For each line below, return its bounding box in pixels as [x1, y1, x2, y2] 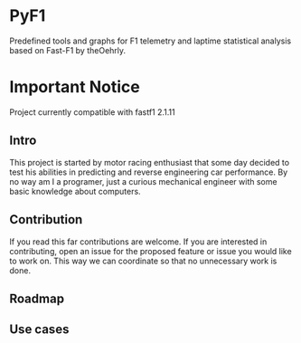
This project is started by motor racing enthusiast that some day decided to [9, 157, 290, 167]
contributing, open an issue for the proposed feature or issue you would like [9, 245, 292, 256]
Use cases [9, 322, 70, 338]
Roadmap [9, 291, 65, 306]
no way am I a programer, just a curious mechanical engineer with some [9, 176, 277, 186]
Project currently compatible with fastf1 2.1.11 [9, 106, 175, 118]
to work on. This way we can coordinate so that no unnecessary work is [9, 255, 277, 266]
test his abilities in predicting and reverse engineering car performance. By [9, 167, 287, 177]
